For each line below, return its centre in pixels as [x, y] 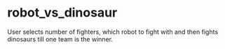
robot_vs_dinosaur [62, 13]
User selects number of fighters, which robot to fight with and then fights [113, 32]
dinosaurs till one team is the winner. [60, 39]
